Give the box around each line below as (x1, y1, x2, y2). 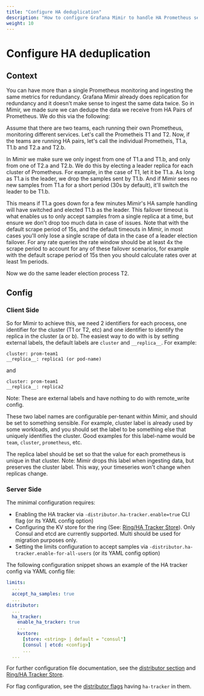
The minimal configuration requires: (6, 499, 96, 506)
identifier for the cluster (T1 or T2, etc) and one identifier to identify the (6, 326, 183, 334)
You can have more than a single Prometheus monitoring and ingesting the (6, 86, 193, 94)
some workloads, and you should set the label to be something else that (6, 426, 186, 433)
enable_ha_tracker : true (17, 619, 80, 625)
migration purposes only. (15, 536, 78, 544)
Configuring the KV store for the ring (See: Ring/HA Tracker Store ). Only (15, 524, 195, 531)
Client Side (6, 306, 39, 314)
